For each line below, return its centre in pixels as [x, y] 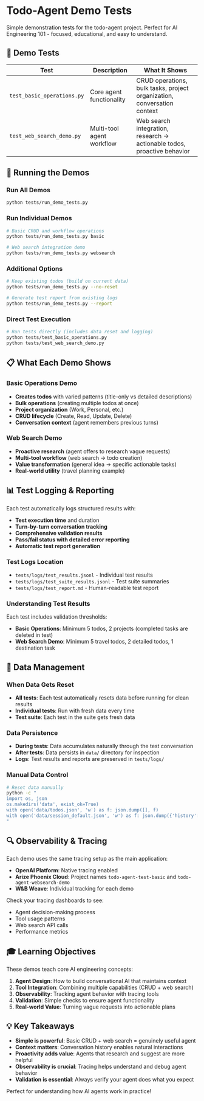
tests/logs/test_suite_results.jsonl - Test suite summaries [92, 581]
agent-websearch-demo [42, 883]
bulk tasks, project [163, 88]
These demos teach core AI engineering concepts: [70, 969]
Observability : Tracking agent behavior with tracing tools [87, 994]
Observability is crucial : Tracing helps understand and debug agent [100, 1067]
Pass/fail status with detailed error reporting [72, 540]
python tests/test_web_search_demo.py [55, 343]
